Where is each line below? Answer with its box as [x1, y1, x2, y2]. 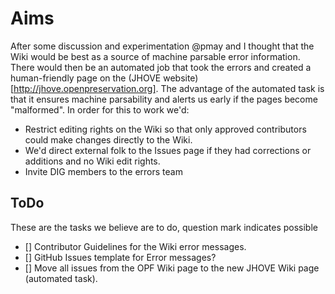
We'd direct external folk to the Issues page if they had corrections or [24, 144, 312, 156]
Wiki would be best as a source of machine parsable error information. [10, 50, 301, 62]
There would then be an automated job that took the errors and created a [10, 61, 312, 73]
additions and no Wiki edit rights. [24, 155, 161, 167]
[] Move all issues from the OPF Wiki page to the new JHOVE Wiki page [24, 262, 320, 274]
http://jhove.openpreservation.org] [13, 82, 157, 94]
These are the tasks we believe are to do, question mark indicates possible [10, 221, 318, 233]
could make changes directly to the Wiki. [24, 133, 193, 146]
